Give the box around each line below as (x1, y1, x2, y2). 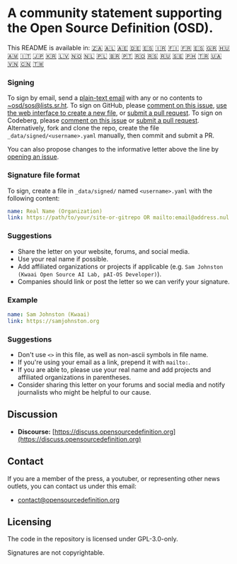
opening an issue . (7, 152, 59, 161)
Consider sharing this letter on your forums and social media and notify (17, 380, 225, 389)
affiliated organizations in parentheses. (17, 373, 132, 381)
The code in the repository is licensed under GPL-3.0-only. (7, 535, 178, 543)
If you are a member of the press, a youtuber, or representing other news (7, 474, 221, 483)
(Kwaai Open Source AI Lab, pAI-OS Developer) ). (17, 269, 161, 278)
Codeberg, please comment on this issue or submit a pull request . (7, 116, 200, 125)
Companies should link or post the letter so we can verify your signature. (17, 277, 230, 286)
